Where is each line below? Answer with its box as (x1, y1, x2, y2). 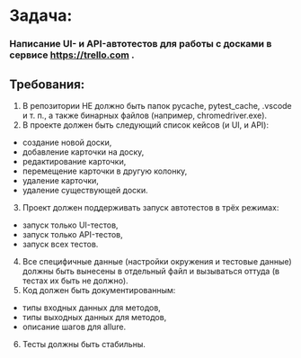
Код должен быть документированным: (22, 284, 176, 295)
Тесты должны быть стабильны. (22, 338, 146, 349)
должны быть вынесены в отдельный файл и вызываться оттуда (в (22, 265, 280, 276)
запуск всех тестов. (22, 238, 99, 249)
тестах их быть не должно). (22, 275, 128, 286)
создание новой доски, (22, 137, 112, 148)
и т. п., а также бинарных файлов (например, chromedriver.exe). (22, 110, 268, 121)
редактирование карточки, (22, 156, 127, 166)
